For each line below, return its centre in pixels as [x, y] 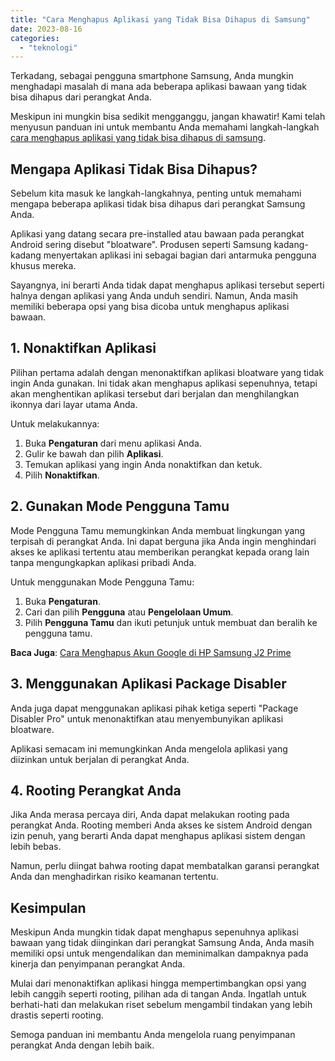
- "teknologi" [48, 47]
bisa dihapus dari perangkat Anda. [81, 97]
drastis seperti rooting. [57, 1015]
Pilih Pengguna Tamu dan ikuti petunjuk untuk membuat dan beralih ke [171, 622]
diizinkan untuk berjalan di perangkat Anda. [100, 759]
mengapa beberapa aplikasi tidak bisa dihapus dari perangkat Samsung [158, 204]
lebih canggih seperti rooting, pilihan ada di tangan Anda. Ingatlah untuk [158, 994]
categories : [35, 38]
